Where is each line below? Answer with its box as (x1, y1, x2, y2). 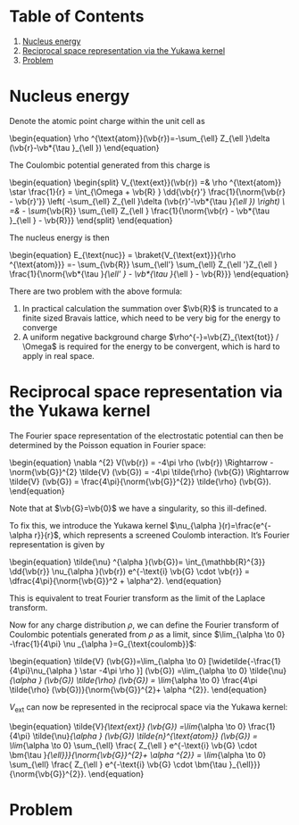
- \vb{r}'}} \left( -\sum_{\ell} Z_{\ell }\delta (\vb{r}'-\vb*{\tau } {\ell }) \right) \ (9, 196, 286, 206)
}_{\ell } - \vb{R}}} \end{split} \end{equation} (9, 214, 173, 225)
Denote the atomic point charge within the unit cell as (9, 115, 205, 126)
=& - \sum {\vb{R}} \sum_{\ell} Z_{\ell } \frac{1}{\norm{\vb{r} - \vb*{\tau (9, 205, 270, 216)
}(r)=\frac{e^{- (218, 520, 272, 530)
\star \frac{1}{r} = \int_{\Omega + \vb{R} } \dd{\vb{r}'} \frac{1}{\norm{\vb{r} (9, 186, 286, 197)
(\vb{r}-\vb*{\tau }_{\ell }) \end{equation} (9, 142, 160, 153)
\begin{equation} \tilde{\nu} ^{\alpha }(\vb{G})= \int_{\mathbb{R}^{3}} (9, 556, 266, 567)
